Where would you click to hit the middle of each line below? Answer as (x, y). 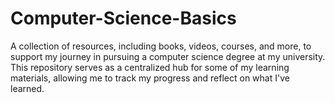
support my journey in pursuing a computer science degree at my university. (168, 56)
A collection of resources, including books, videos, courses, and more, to (161, 46)
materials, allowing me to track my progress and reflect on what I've (150, 78)
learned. (27, 88)
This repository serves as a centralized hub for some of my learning (150, 67)
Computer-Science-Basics (123, 18)
